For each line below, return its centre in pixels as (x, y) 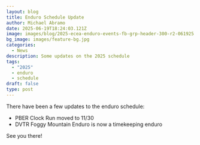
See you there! (24, 135)
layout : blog (22, 12)
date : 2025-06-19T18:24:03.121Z (46, 28)
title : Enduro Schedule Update (45, 17)
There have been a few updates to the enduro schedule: (75, 106)
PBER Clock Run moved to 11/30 (54, 118)
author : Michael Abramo (36, 23)
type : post (20, 90)
